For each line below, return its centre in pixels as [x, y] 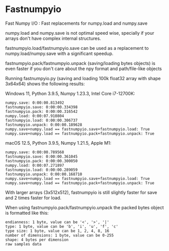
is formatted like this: [27, 213]
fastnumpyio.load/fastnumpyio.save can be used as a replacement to [77, 48]
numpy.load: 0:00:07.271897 [35, 165]
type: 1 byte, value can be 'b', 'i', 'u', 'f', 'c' [62, 226]
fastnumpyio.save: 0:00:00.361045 [42, 156]
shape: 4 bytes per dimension [37, 240]
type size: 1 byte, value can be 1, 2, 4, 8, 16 [57, 231]
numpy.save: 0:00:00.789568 [35, 152]
